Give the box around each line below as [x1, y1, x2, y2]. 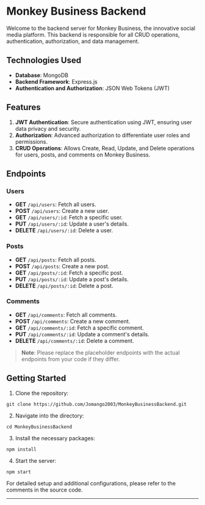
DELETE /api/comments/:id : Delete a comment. [15, 337, 134, 344]
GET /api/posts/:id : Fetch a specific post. [15, 269, 123, 276]
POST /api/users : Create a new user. [15, 207, 110, 215]
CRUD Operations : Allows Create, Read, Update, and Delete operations [15, 144, 195, 152]
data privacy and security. [15, 125, 81, 132]
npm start [6, 469, 32, 475]
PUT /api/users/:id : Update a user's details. [15, 220, 129, 227]
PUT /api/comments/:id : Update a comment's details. [15, 330, 149, 337]
